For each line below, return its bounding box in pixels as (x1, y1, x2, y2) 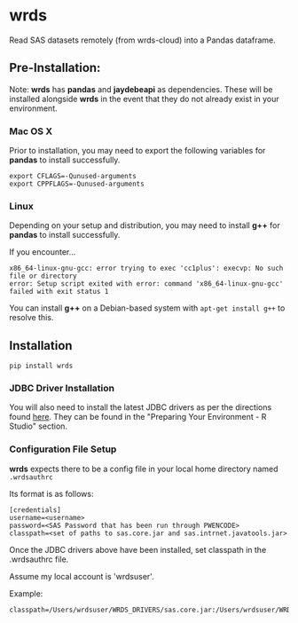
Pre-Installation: (9, 60, 101, 75)
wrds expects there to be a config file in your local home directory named (9, 463, 278, 474)
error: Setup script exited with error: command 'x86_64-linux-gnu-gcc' (9, 280, 284, 288)
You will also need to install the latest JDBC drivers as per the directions (9, 402, 272, 413)
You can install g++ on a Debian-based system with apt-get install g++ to (9, 303, 286, 313)
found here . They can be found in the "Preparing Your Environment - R (9, 412, 267, 422)
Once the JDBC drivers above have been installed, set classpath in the (9, 544, 267, 555)
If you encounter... (9, 247, 76, 257)
